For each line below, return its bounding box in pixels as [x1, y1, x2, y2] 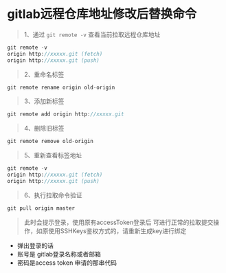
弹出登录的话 [16, 241, 54, 250]
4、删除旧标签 [23, 124, 65, 133]
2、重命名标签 [23, 70, 65, 78]
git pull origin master [7, 204, 76, 212]
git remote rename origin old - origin [7, 84, 115, 91]
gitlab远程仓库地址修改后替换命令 [7, 6, 197, 22]
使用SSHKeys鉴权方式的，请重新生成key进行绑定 [47, 226, 187, 234]
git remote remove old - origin [7, 138, 94, 145]
